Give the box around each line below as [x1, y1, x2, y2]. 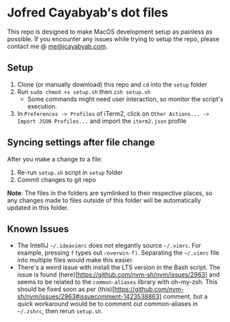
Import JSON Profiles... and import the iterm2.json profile [16, 117, 187, 125]
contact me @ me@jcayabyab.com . [7, 42, 108, 50]
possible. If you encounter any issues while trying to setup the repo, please [7, 34, 220, 43]
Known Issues [7, 223, 69, 235]
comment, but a [163, 292, 208, 301]
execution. [27, 102, 57, 111]
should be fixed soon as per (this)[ [16, 285, 115, 293]
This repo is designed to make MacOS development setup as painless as [7, 27, 213, 36]
